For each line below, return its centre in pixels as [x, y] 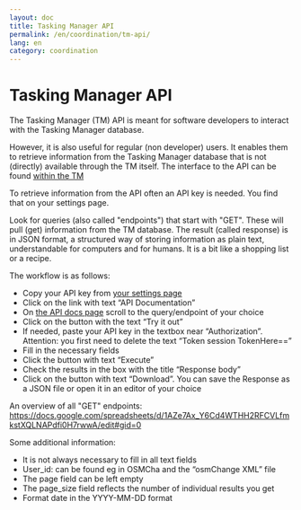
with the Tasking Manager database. [77, 130]
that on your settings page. [59, 203]
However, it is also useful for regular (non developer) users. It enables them [149, 147]
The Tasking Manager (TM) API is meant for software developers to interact [149, 120]
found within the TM [47, 176]
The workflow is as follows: [60, 276]
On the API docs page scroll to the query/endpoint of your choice [143, 312]
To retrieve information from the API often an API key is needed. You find [144, 193]
